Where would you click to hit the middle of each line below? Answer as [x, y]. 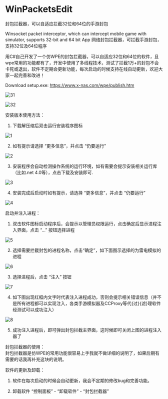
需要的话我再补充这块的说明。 [36, 359]
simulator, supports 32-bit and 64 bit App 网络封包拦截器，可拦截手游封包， [83, 39]
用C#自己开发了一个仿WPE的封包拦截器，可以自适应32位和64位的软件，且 [82, 56]
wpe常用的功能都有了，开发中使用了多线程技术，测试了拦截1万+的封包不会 [82, 62]
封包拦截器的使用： [25, 346]
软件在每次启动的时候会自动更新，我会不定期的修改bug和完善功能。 [82, 380]
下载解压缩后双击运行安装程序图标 [47, 125]
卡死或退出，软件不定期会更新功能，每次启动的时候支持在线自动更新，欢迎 [82, 69]
